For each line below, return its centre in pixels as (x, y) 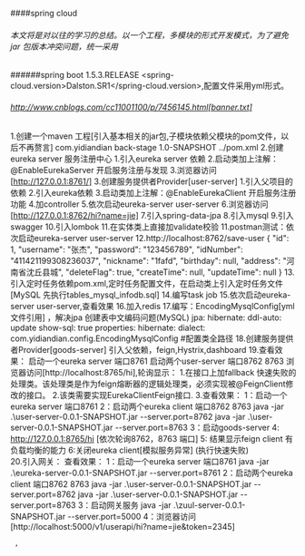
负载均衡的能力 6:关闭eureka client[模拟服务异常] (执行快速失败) (129, 450)
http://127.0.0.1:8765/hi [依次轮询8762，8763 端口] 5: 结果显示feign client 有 (152, 439)
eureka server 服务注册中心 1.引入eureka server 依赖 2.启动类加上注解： (145, 159)
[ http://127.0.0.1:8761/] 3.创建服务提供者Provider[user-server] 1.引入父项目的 (152, 181)
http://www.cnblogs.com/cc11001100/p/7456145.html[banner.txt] (132, 107)
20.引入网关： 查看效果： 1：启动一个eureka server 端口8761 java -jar (140, 462)
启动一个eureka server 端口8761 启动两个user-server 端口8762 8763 (156, 361)
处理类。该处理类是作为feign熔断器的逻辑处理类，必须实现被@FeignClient (148, 384)
